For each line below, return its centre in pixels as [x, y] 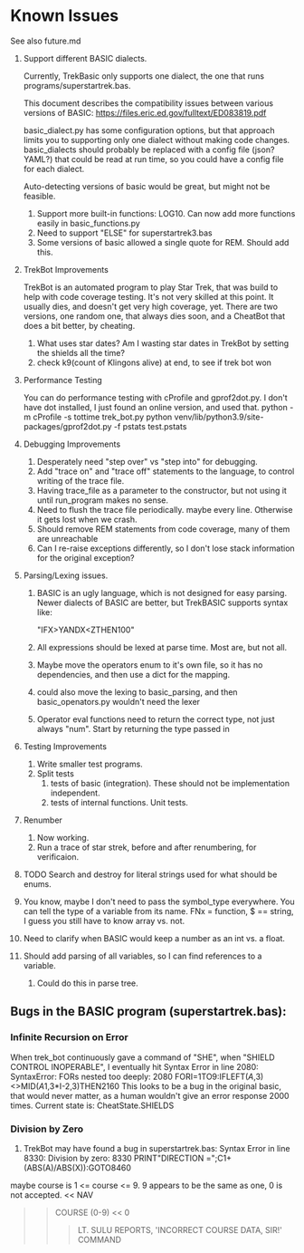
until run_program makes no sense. [103, 500]
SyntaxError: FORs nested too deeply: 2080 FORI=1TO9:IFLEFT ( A [132, 1076]
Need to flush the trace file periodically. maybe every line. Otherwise [165, 509]
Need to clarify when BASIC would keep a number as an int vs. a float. [154, 938]
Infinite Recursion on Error [70, 1037]
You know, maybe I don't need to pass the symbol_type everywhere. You [159, 901]
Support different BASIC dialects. [85, 58]
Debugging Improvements [72, 444]
